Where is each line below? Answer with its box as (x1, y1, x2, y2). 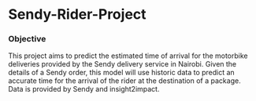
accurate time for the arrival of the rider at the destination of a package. (8, 76, 242, 85)
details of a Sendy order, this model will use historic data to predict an (8, 68, 235, 78)
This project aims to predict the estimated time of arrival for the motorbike (8, 51, 248, 60)
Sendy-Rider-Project (8, 5, 147, 23)
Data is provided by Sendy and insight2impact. (8, 85, 160, 94)
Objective (8, 34, 46, 45)
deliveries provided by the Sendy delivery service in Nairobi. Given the (8, 60, 237, 69)
